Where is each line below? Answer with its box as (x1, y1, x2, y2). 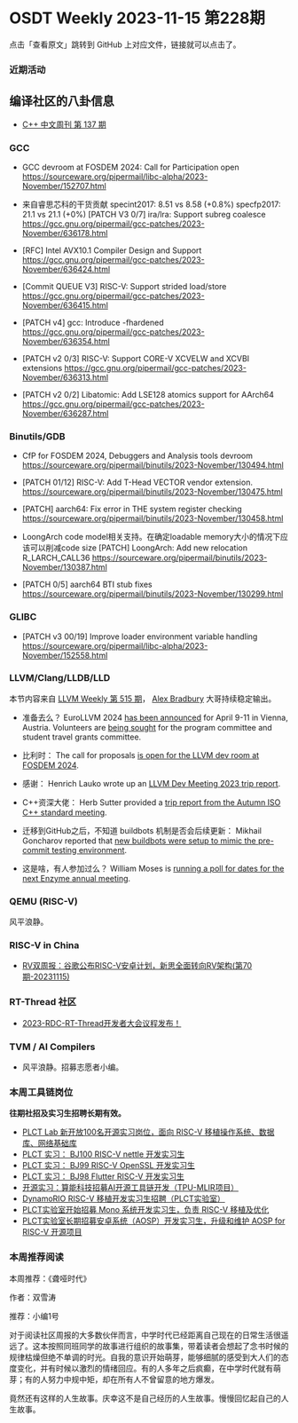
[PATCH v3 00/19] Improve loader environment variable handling (21, 631, 258, 642)
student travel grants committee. (21, 731, 142, 742)
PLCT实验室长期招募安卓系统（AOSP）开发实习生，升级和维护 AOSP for (21, 1215, 286, 1226)
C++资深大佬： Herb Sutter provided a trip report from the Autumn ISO (21, 796, 281, 808)
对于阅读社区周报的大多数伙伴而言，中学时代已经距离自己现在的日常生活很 (9, 1329, 281, 1340)
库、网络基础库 (21, 1138, 77, 1149)
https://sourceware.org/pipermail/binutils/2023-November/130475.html (21, 486, 284, 497)
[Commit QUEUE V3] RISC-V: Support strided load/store (21, 281, 227, 291)
